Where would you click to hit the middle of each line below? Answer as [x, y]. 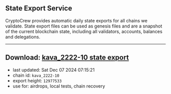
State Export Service [39, 8]
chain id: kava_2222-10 [36, 75]
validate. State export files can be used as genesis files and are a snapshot [84, 26]
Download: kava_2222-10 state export [67, 58]
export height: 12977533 [37, 80]
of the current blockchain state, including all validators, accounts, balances [84, 31]
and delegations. [23, 37]
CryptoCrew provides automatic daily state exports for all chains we [76, 20]
